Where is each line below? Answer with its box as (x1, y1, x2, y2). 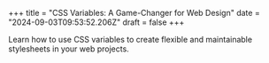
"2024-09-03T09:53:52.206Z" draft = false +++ (8, 17, 185, 28)
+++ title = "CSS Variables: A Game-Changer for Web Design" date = (8, 8, 260, 18)
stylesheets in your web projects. (8, 43, 129, 54)
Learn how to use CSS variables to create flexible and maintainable (8, 35, 253, 44)
